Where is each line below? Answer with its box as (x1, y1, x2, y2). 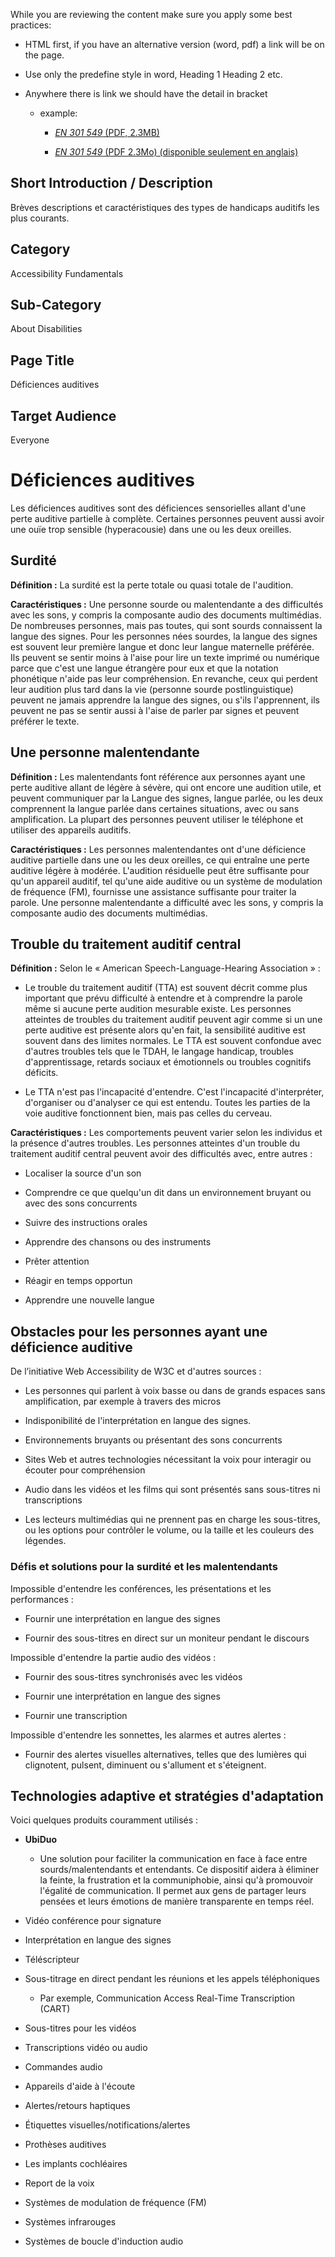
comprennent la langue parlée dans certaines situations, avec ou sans (10, 802, 300, 814)
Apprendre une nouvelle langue (24, 1294, 155, 1306)
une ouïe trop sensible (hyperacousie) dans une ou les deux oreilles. (10, 524, 292, 535)
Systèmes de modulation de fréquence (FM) (24, 2197, 207, 2209)
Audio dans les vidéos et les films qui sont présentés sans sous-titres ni (24, 1484, 321, 1496)
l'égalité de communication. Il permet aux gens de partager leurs (39, 1885, 307, 1897)
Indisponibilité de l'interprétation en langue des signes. (24, 1415, 252, 1427)
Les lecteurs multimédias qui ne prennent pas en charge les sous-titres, (24, 1514, 321, 1526)
